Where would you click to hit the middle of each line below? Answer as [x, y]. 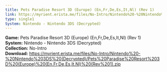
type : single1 [20, 19]
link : [11, 14]
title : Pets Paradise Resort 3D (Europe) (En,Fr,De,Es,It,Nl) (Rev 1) [80, 10]
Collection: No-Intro [26, 48]
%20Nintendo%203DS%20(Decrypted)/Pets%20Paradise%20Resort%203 [83, 59]
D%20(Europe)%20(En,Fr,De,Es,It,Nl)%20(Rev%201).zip [63, 64]
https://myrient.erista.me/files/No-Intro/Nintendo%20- [85, 54]
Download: [17, 54]
